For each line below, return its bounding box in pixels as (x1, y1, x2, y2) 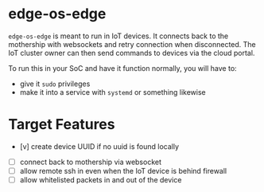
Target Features (8, 116, 115, 134)
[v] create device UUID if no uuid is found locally (19, 141, 180, 151)
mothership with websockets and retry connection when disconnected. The (8, 39, 256, 49)
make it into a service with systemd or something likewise (19, 87, 206, 96)
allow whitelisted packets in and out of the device (19, 175, 182, 184)
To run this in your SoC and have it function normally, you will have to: (8, 63, 237, 72)
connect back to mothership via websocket (19, 157, 161, 167)
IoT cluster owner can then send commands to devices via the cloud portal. (8, 48, 255, 57)
